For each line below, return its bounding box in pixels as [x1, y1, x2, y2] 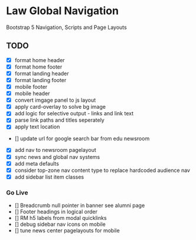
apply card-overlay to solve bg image [14, 103, 106, 111]
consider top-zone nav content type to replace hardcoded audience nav [14, 167, 191, 174]
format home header [14, 56, 65, 63]
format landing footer [14, 76, 67, 83]
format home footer [14, 63, 63, 70]
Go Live [6, 188, 28, 196]
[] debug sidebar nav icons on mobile [14, 220, 106, 228]
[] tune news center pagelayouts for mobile [14, 227, 120, 234]
